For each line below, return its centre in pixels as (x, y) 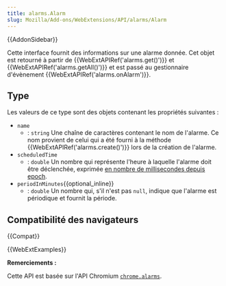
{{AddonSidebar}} (33, 39)
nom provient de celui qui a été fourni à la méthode (99, 140)
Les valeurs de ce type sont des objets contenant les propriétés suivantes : (113, 112)
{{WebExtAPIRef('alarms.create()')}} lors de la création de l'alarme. (122, 147)
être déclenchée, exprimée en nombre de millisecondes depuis (116, 169)
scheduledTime (37, 155)
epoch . (37, 177)
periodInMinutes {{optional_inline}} (65, 184)
